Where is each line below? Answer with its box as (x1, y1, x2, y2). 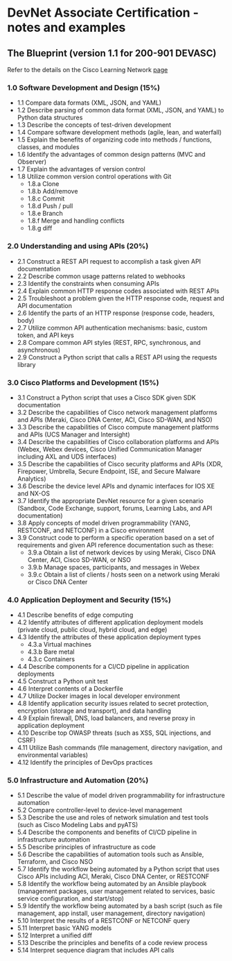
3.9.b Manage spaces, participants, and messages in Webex (27, 563, 200, 571)
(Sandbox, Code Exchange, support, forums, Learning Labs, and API (17, 504, 213, 512)
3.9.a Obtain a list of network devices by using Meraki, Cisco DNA (27, 548, 216, 556)
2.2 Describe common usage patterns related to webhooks (17, 272, 186, 280)
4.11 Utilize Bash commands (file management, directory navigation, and (17, 744, 223, 752)
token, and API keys (17, 331, 74, 339)
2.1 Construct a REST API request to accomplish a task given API (17, 257, 202, 265)
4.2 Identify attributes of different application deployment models (17, 618, 204, 627)
